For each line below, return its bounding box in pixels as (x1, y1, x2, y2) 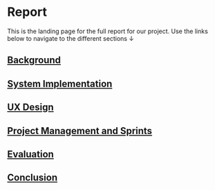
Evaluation (7, 148, 54, 160)
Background (7, 55, 61, 66)
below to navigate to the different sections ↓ (7, 34, 135, 42)
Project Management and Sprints (7, 125, 153, 137)
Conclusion (7, 172, 58, 184)
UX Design (7, 102, 54, 113)
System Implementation (7, 77, 113, 90)
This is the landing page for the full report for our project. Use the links (7, 27, 209, 35)
